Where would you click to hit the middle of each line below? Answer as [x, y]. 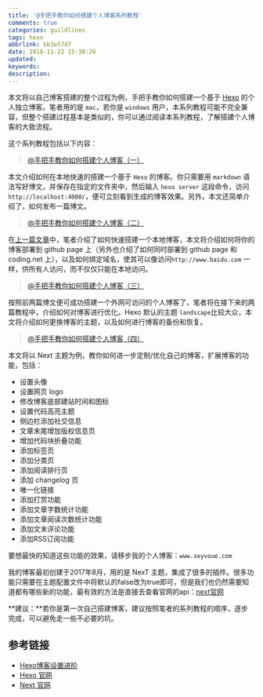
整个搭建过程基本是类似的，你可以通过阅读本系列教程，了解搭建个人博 [142, 117]
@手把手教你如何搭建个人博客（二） [86, 223]
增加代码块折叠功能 [50, 440]
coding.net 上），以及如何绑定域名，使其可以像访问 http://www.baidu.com [125, 259]
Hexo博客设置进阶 [49, 666]
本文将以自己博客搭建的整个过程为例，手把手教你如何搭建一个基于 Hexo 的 [128, 97]
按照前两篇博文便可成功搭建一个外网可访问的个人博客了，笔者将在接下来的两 [131, 302]
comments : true [33, 23]
